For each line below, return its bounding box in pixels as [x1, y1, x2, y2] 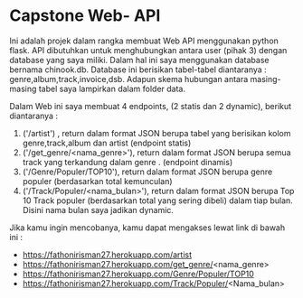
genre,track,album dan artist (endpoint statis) [22, 137, 192, 148]
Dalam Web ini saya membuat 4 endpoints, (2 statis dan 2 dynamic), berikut [9, 100, 292, 111]
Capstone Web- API [9, 5, 161, 26]
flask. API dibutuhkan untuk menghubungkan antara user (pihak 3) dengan [9, 44, 288, 55]
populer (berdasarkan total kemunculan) [22, 175, 174, 186]
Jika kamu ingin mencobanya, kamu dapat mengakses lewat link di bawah [9, 222, 286, 233]
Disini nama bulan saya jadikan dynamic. [22, 204, 175, 215]
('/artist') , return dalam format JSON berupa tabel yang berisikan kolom [22, 127, 291, 138]
